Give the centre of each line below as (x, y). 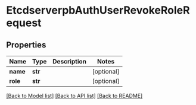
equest (24, 23)
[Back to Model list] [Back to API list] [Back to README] (74, 96)
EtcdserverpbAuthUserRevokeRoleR (98, 10)
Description (69, 61)
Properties (26, 45)
